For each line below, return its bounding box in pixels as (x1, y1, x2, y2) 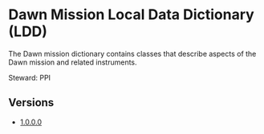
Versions (8, 96, 55, 109)
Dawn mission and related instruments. (8, 57, 138, 67)
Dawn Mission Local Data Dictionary (8, 6, 254, 24)
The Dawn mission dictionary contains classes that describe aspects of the (8, 49, 257, 58)
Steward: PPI (8, 73, 51, 82)
